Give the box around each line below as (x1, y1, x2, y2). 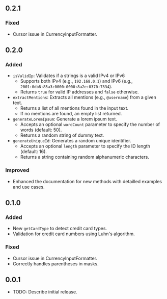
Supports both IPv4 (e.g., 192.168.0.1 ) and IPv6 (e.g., (20, 78, 133, 84)
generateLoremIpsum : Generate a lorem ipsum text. (12, 116, 117, 122)
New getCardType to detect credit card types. (12, 226, 107, 232)
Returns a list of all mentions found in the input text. (20, 105, 129, 111)
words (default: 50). (20, 127, 62, 133)
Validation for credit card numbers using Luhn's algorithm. (12, 231, 135, 237)
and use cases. (12, 184, 45, 190)
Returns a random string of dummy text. (20, 132, 104, 138)
